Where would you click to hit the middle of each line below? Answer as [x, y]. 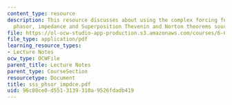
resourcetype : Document [41, 78]
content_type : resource [41, 13]
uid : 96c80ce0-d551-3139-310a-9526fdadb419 [71, 90]
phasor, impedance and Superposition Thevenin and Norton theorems [113, 26]
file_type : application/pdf [48, 39]
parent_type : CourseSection [48, 71]
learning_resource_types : [44, 46]
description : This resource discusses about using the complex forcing [112, 20]
